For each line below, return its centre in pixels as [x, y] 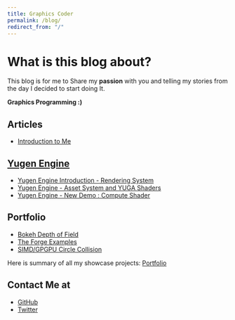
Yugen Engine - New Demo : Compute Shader [84, 195]
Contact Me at [39, 285]
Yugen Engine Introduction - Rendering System [86, 180]
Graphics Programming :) [45, 102]
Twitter [28, 309]
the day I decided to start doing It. [56, 89]
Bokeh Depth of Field [48, 234]
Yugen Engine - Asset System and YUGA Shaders [89, 188]
